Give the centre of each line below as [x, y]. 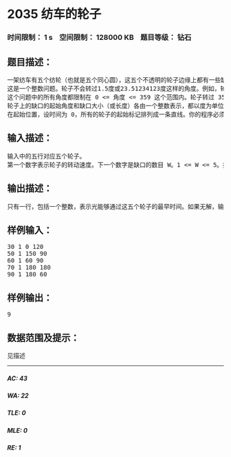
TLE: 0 [16, 413]
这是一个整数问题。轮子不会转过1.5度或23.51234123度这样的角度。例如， [114, 88]
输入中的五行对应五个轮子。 [46, 156]
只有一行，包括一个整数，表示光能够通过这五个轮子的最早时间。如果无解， [112, 206]
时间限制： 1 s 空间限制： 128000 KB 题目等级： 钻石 [99, 37]
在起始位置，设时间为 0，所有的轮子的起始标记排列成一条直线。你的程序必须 [116, 114]
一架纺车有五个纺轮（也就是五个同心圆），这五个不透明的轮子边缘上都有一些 [114, 80]
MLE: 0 [17, 430]
